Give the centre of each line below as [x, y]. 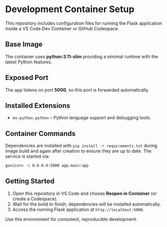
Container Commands [40, 134]
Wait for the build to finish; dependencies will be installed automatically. [87, 204]
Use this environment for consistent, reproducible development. [71, 219]
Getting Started [30, 181]
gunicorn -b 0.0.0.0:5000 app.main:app [47, 166]
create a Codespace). [35, 199]
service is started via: [27, 157]
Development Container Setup [70, 9]
